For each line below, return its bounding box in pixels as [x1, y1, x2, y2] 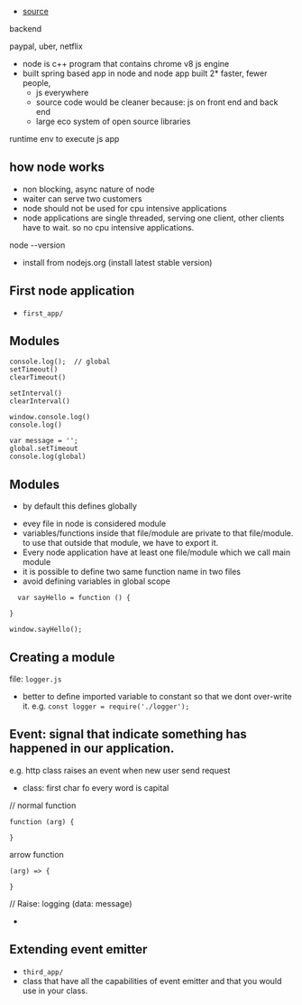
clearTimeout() [9, 373, 67, 382]
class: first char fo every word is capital [22, 782, 169, 793]
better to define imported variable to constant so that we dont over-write [22, 691, 293, 702]
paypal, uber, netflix [9, 41, 83, 52]
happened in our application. [9, 741, 175, 756]
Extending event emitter [9, 942, 148, 957]
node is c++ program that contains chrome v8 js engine [22, 59, 230, 69]
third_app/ [22, 967, 64, 977]
